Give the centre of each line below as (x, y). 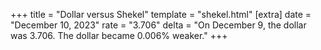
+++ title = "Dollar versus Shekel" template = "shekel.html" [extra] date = (161, 14)
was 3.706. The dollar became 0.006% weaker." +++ (119, 35)
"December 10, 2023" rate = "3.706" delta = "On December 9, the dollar (158, 25)
